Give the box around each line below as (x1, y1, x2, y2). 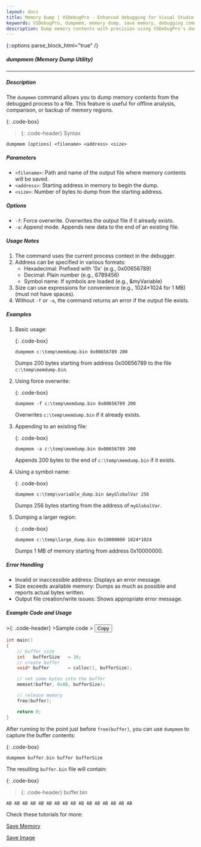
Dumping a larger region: (14, 513, 77, 521)
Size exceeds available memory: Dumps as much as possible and (14, 582, 176, 590)
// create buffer (17, 659, 60, 666)
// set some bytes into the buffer (17, 676, 106, 682)
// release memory (17, 692, 63, 698)
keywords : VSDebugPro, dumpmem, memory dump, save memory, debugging (6, 20, 184, 26)
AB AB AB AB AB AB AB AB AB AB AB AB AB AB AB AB (6, 800, 133, 806)
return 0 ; (17, 708, 42, 714)
